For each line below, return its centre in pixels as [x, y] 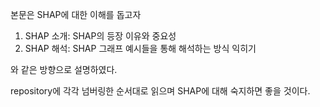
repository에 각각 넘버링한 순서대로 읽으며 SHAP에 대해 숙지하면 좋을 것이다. [160, 91]
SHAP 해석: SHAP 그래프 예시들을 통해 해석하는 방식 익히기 [140, 48]
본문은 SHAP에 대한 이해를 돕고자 [76, 14]
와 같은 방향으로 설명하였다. [64, 69]
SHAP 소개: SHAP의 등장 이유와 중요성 [100, 36]
